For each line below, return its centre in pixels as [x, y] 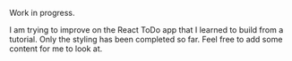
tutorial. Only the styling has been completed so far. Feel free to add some [146, 39]
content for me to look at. [56, 49]
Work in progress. [42, 13]
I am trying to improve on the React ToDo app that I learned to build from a [146, 30]
